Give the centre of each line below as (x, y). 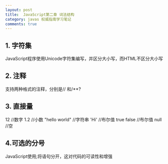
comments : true (21, 24)
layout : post (19, 10)
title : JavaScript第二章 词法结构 (40, 15)
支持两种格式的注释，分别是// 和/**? (43, 89)
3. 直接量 (19, 106)
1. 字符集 (18, 46)
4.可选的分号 (25, 143)
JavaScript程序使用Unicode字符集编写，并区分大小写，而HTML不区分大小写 (84, 59)
